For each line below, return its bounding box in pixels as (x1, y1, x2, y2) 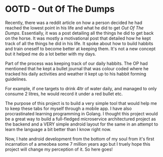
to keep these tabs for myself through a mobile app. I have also (5, 105, 132, 111)
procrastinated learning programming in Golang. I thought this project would (5, 110, 158, 116)
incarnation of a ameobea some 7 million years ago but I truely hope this (5, 141, 150, 147)
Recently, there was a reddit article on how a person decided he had (5, 20, 143, 26)
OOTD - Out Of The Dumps (5, 3, 115, 15)
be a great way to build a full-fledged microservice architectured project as (5, 116, 156, 122)
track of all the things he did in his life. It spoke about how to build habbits (5, 40, 154, 46)
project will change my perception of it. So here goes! (5, 146, 113, 152)
